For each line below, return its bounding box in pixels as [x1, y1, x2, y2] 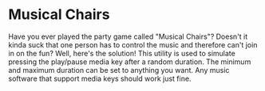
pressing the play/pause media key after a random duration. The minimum [8, 57, 251, 66]
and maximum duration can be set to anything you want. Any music [8, 65, 230, 74]
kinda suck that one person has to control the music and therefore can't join [8, 40, 258, 49]
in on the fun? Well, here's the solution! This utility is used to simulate [8, 48, 235, 58]
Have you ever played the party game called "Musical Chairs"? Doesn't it [8, 32, 248, 41]
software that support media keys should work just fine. [8, 74, 192, 83]
